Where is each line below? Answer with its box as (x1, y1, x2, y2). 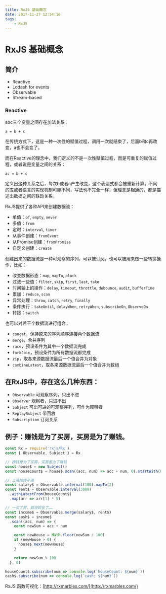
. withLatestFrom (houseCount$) (9, 492, 72, 497)
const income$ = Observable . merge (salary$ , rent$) (5, 510, 112, 515)
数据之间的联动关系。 (13, 193, 57, 199)
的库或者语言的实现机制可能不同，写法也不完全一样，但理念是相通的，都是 (5, 187, 157, 193)
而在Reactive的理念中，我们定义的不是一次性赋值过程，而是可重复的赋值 (5, 155, 153, 161)
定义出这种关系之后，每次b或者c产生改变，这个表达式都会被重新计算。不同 (5, 180, 158, 186)
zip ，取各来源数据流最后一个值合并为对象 (12, 356, 97, 362)
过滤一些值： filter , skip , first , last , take (12, 279, 100, 285)
